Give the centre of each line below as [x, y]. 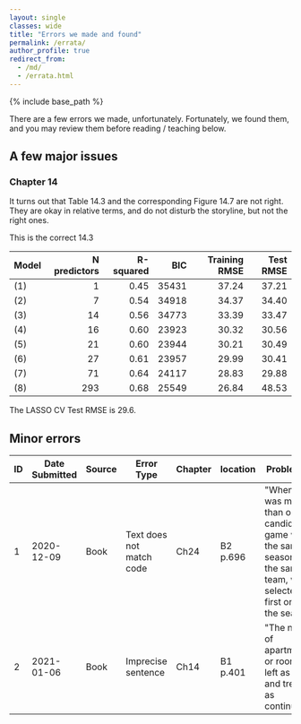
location [238, 470]
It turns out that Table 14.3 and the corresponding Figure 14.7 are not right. [146, 202]
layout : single [38, 17]
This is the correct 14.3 [52, 237]
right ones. [29, 220]
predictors [77, 271]
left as [277, 673]
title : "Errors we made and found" [76, 34]
